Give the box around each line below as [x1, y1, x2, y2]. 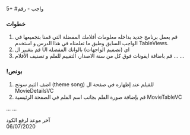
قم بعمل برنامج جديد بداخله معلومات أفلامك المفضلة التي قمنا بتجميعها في [14, 33, 178, 40]
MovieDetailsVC [14, 87, 54, 94]
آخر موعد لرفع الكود [6, 116, 50, 124]
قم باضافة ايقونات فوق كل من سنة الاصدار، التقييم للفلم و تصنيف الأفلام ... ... [14, 52, 185, 59]
